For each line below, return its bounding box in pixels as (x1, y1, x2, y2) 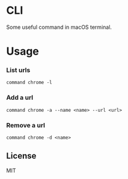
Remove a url (6, 121, 45, 129)
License (6, 151, 37, 161)
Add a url (6, 94, 34, 102)
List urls (6, 66, 31, 74)
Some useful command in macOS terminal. (6, 23, 112, 31)
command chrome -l (6, 79, 52, 86)
